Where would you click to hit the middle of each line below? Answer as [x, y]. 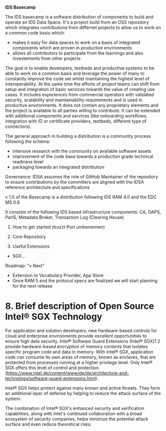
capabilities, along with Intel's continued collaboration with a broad [74, 414]
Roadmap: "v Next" [25, 266]
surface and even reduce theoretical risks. [48, 424]
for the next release [32, 286]
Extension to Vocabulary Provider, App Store [58, 275]
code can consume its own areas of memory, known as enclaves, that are [81, 357]
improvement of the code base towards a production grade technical [83, 156]
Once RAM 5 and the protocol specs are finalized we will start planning [85, 281]
